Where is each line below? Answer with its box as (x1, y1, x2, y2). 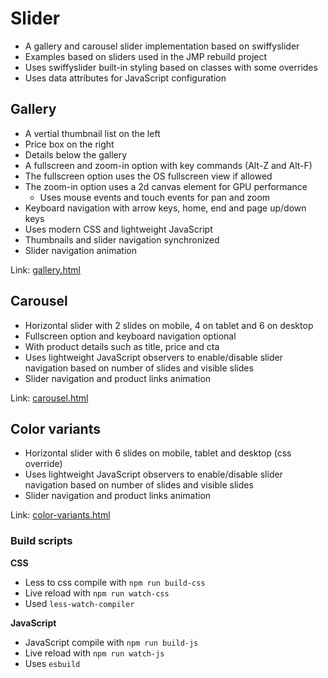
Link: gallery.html (10, 263, 81, 276)
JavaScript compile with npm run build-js (24, 636, 199, 648)
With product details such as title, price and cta (24, 340, 220, 352)
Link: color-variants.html (10, 509, 111, 521)
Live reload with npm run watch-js (24, 647, 165, 659)
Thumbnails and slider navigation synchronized (24, 233, 220, 246)
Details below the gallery (24, 148, 128, 161)
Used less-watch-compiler (24, 597, 135, 609)
